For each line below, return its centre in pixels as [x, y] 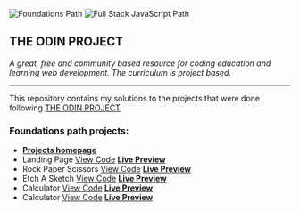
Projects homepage [59, 150]
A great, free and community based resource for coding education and [140, 63]
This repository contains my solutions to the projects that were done [135, 98]
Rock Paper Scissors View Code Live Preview [107, 169]
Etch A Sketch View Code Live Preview [94, 179]
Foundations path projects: [69, 131]
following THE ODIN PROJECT [65, 108]
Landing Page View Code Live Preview [94, 159]
